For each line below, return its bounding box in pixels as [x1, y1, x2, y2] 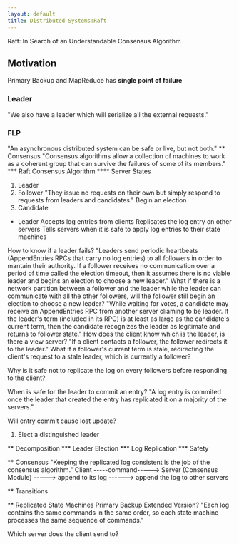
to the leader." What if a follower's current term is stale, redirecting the [7, 344, 215, 353]
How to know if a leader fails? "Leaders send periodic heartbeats [7, 246, 198, 255]
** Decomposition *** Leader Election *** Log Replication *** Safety [7, 443, 209, 453]
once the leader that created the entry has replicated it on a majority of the [7, 395, 227, 404]
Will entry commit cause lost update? [7, 416, 116, 425]
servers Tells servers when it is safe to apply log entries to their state [17, 225, 221, 233]
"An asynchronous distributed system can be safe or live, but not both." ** [7, 144, 225, 153]
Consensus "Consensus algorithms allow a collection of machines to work [7, 151, 225, 160]
